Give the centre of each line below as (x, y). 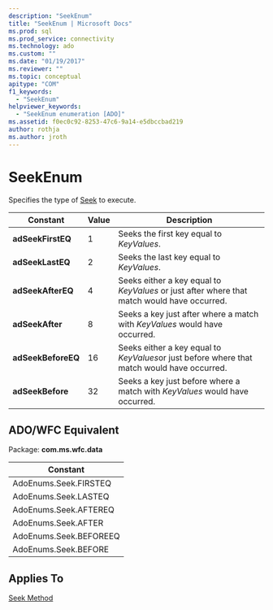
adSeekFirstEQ (42, 238)
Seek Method (31, 598)
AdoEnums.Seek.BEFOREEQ (66, 536)
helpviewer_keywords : (45, 107)
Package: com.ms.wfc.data (56, 450)
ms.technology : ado (41, 46)
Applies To (36, 578)
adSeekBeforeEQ (46, 357)
